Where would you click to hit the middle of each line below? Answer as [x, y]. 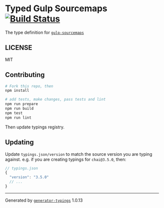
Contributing [25, 75]
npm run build [20, 109]
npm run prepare [21, 104]
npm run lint [18, 118]
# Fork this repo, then [29, 86]
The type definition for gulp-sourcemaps [45, 32]
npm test [14, 113]
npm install [17, 91]
